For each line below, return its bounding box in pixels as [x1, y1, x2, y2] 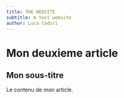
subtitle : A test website [6, 15, 71, 21]
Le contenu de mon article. [6, 86, 74, 94]
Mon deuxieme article [6, 46, 119, 60]
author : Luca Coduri [6, 20, 59, 26]
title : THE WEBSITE [6, 8, 56, 15]
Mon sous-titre [6, 70, 64, 80]
